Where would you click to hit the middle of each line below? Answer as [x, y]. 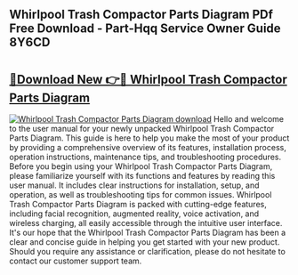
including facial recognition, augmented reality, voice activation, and [134, 214]
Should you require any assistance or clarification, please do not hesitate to [148, 251]
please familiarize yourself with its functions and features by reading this [142, 176]
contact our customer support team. [76, 261]
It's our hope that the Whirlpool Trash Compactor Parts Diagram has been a [148, 232]
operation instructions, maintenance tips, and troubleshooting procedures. [145, 157]
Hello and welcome [249, 119]
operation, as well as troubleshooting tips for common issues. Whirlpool [141, 194]
